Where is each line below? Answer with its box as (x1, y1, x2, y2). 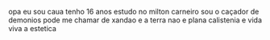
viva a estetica (8, 24, 56, 33)
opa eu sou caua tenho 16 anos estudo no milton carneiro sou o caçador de (8, 7, 260, 16)
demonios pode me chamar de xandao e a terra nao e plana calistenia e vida (8, 15, 263, 25)
